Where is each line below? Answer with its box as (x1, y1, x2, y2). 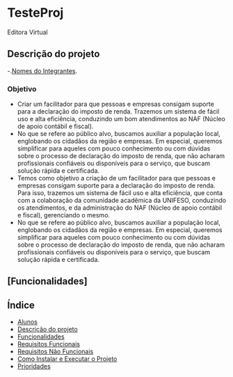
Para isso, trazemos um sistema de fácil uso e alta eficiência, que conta (17, 189, 223, 197)
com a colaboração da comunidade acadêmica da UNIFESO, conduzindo (17, 197, 227, 205)
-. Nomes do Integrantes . (7, 66, 78, 75)
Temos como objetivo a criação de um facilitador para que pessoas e (17, 174, 216, 183)
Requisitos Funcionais (17, 340, 80, 348)
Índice (7, 299, 35, 311)
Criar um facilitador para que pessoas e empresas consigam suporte (17, 100, 214, 109)
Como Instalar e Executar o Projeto (17, 355, 118, 363)
